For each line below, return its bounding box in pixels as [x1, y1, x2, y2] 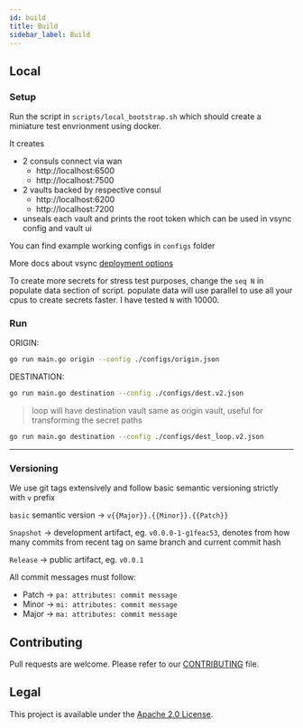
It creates [9, 138, 45, 149]
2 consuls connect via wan [22, 155, 123, 167]
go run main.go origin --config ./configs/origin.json [9, 355, 220, 364]
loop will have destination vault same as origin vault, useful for [31, 406, 263, 416]
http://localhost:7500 [35, 175, 115, 186]
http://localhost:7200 [35, 204, 115, 215]
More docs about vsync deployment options [9, 258, 174, 269]
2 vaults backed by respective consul [22, 184, 162, 195]
